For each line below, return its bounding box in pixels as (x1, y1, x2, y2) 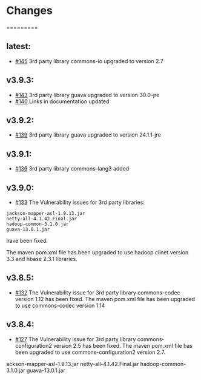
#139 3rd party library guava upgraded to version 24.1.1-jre (15, 131, 162, 138)
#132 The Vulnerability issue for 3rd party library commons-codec (15, 289, 180, 296)
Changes (6, 4, 53, 18)
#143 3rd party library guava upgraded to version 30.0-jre (15, 91, 160, 98)
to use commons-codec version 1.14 (15, 302, 105, 309)
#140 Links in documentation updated (15, 98, 110, 105)
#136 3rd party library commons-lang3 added (15, 165, 130, 172)
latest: (6, 41, 31, 52)
